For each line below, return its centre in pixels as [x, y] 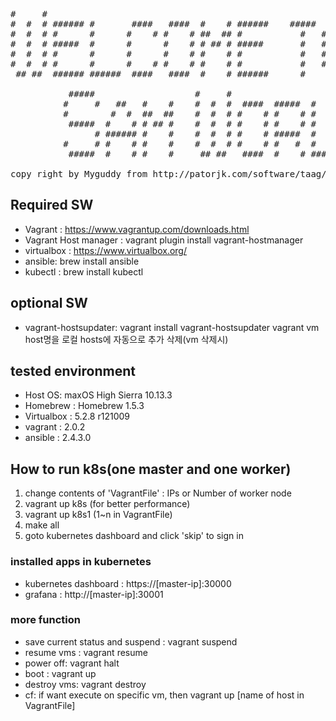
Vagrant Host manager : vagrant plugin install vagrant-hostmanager [164, 240]
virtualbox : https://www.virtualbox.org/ [106, 250]
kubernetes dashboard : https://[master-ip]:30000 [128, 583]
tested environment [73, 371]
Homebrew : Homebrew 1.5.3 [84, 406]
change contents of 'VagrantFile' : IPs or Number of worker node [158, 493]
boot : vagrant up [60, 673]
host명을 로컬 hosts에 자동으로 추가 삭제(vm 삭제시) [126, 339]
